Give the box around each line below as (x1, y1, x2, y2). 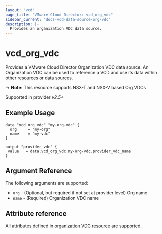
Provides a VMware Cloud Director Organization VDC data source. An (5, 64, 149, 70)
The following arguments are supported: (5, 180, 89, 186)
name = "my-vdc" (10, 131, 51, 136)
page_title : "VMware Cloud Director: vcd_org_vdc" (5, 12, 113, 17)
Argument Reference (5, 167, 72, 175)
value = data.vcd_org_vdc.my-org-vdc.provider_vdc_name (7, 149, 131, 154)
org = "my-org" (10, 127, 51, 132)
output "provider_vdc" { (5, 144, 57, 149)
